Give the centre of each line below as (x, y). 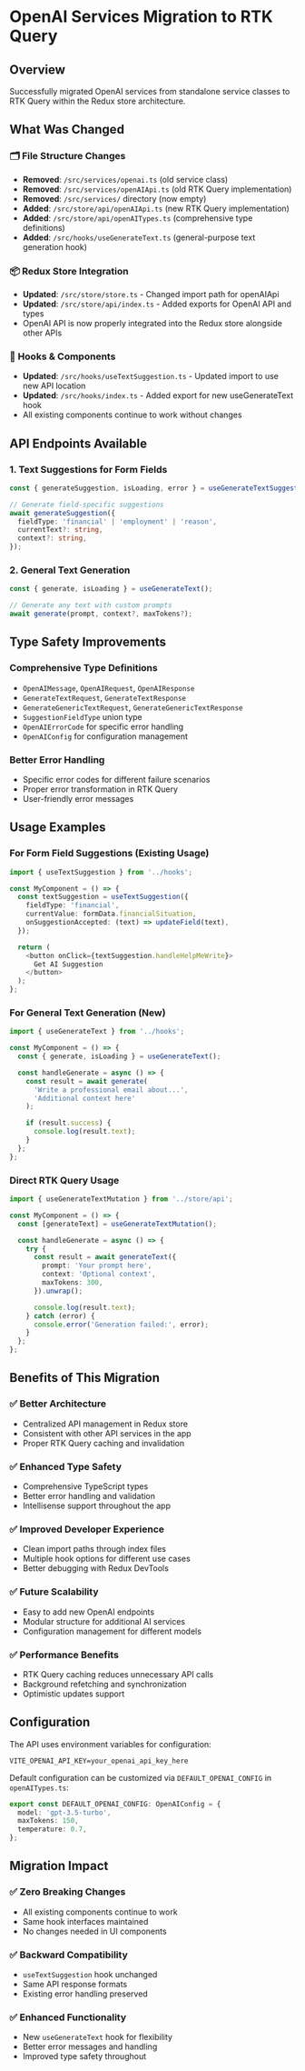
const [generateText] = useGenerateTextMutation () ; (118, 1224)
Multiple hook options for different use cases (106, 1559)
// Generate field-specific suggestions (87, 505)
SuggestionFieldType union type (82, 716)
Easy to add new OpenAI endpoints (89, 1612)
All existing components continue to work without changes (132, 415)
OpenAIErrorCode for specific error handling (103, 726)
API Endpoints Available (79, 443)
